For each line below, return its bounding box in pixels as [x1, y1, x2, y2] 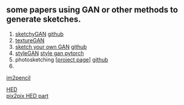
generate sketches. [6, 14, 81, 25]
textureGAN [15, 36, 45, 44]
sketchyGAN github [15, 30, 64, 37]
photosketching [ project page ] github [15, 56, 108, 63]
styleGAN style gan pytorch [15, 49, 84, 57]
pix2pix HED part [6, 92, 49, 99]
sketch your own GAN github [15, 43, 87, 50]
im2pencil [6, 74, 31, 81]
